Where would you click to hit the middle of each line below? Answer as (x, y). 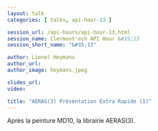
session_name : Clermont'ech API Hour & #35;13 (73, 38)
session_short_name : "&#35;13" (52, 45)
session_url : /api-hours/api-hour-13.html (69, 32)
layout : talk (26, 13)
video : (16, 89)
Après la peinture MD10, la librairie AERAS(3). (71, 121)
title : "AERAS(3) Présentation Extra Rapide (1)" (80, 101)
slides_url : (24, 82)
